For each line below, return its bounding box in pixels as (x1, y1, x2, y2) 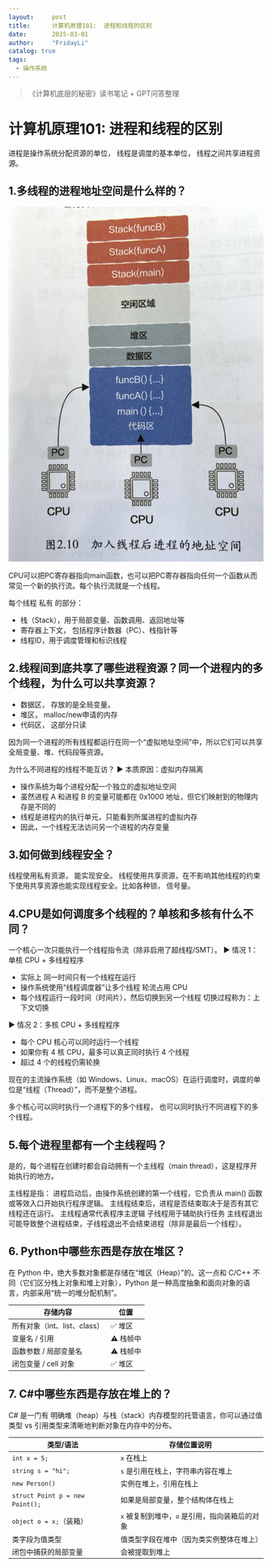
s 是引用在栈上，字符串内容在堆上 (120, 1466, 233, 1476)
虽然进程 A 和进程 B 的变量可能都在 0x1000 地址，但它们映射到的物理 (19, 792, 251, 801)
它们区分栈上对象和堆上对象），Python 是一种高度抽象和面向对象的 (22, 1277, 244, 1287)
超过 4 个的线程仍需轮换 (19, 1057, 100, 1068)
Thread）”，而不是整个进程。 (47, 1085, 142, 1094)
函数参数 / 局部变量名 (11, 1346, 83, 1356)
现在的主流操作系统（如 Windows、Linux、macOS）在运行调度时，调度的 (8, 1075, 254, 1085)
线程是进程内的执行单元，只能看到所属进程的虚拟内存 (19, 812, 198, 822)
